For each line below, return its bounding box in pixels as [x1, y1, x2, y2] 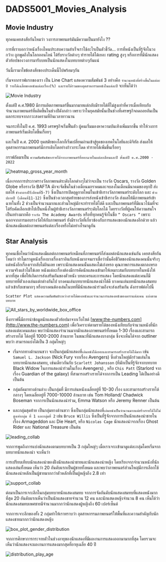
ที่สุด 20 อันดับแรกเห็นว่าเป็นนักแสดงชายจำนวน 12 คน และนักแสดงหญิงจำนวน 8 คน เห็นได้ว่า [5, 495, 160, 501]
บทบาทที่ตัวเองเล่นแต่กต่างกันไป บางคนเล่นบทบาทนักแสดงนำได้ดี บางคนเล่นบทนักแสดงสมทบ [5, 278, 157, 284]
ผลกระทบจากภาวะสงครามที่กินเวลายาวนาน [5, 113, 75, 119]
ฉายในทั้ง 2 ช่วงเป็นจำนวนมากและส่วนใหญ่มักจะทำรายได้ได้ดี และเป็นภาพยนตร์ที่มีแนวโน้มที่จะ [5, 201, 159, 206]
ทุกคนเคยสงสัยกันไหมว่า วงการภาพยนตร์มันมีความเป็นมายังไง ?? [5, 36, 111, 42]
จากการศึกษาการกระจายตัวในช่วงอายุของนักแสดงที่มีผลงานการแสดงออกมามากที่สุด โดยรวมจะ [5, 536, 157, 542]
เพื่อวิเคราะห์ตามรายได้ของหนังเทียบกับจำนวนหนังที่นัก [70, 322, 158, 328]
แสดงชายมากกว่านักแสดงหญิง [5, 516, 54, 522]
